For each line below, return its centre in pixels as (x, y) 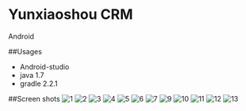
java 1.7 (32, 75)
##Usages (25, 51)
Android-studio (44, 67)
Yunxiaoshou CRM (71, 15)
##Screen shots (35, 98)
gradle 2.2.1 (38, 83)
